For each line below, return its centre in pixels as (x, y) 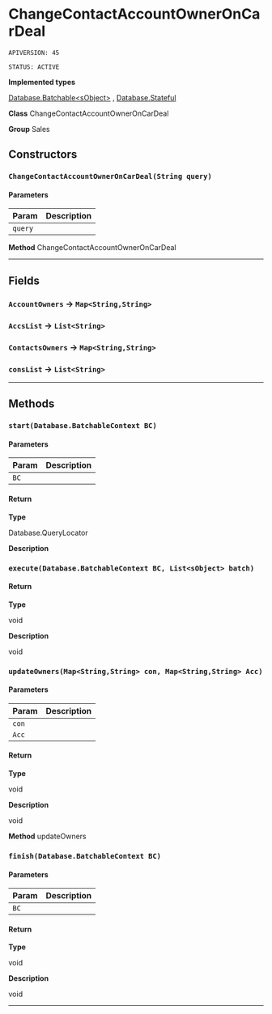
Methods (32, 404)
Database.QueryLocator (49, 532)
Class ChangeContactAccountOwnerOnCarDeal (89, 113)
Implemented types (42, 82)
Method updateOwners (47, 836)
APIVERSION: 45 (34, 53)
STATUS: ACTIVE (34, 67)
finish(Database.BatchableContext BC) (85, 856)
